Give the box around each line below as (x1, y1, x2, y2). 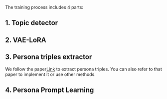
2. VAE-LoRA (5, 35, 46, 44)
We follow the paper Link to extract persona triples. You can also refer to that (5, 66, 162, 72)
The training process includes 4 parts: (5, 4, 84, 10)
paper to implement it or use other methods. (5, 71, 96, 77)
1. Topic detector (5, 18, 58, 27)
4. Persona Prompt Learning (5, 85, 94, 94)
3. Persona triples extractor (5, 52, 92, 61)
